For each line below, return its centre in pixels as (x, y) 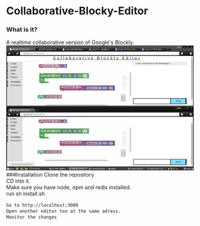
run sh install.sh (26, 194)
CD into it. (18, 181)
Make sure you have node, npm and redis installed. (69, 187)
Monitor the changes (32, 217)
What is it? (22, 30)
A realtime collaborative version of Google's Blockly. (70, 42)
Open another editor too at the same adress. (63, 211)
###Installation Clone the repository (50, 175)
